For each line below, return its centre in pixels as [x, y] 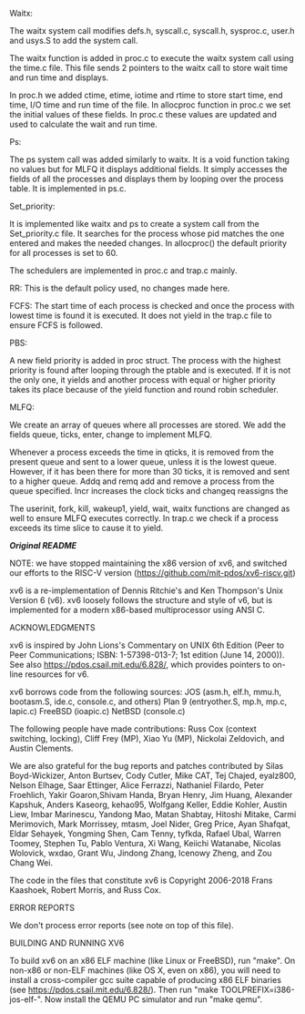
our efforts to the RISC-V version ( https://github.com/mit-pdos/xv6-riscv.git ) [152, 573]
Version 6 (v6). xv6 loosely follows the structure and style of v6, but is [141, 600]
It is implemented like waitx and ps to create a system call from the [134, 224]
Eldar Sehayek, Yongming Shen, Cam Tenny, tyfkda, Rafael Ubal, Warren [145, 834]
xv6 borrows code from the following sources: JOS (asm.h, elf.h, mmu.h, [146, 692]
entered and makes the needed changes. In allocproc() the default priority [148, 243]
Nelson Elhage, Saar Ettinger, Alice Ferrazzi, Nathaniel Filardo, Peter [137, 785]
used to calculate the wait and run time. [83, 124]
